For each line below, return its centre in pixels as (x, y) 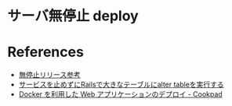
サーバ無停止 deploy (73, 16)
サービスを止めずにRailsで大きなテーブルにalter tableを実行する (121, 85)
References (45, 52)
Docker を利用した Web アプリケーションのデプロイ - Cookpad (120, 94)
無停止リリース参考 (50, 75)
